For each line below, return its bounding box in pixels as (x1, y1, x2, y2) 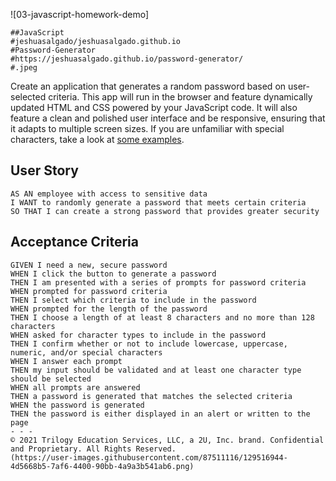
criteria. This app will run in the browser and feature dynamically (48, 91, 313, 103)
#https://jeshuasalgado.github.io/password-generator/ (10, 54, 244, 64)
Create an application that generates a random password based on (10, 80, 287, 92)
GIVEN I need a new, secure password (10, 260, 168, 270)
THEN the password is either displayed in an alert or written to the (10, 409, 311, 419)
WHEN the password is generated (10, 400, 145, 410)
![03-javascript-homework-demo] (10, 9, 150, 20)
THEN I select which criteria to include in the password (10, 295, 257, 305)
